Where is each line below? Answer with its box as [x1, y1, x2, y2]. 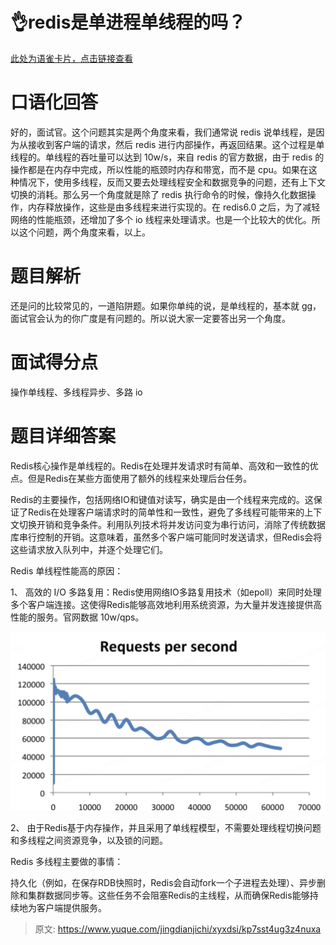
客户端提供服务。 [36, 902, 107, 914]
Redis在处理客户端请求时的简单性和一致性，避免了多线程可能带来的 [27, 506, 305, 518]
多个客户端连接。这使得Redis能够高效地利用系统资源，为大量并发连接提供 [10, 598, 314, 610]
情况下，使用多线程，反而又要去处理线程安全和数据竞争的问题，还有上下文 [18, 176, 326, 188]
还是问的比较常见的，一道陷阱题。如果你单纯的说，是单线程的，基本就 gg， [10, 299, 322, 312]
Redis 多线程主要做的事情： [10, 856, 124, 868]
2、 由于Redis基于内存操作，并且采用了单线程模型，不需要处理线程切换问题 [10, 822, 322, 834]
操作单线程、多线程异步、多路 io [10, 386, 143, 398]
